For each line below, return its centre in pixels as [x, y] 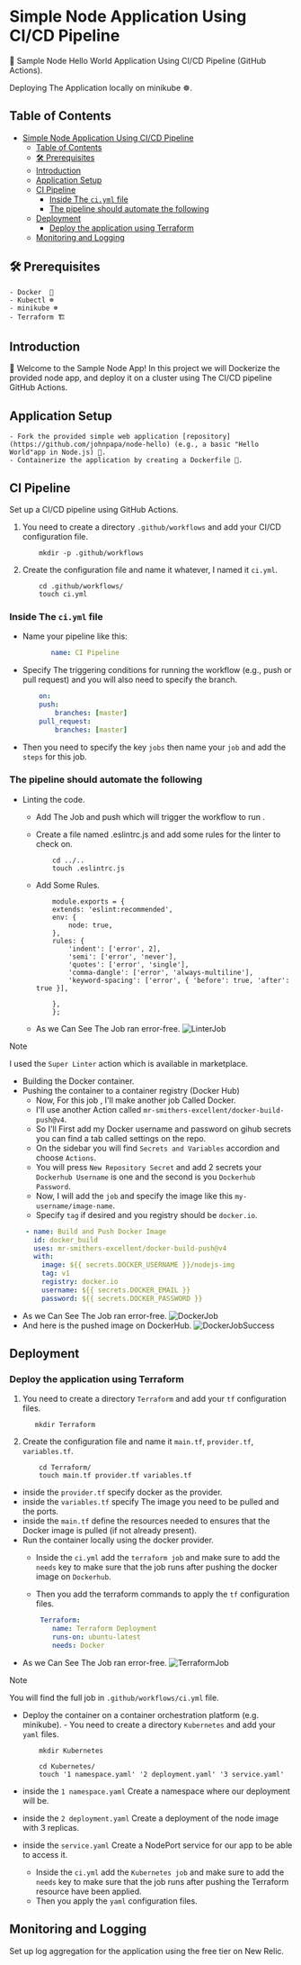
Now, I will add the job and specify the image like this [134, 1196]
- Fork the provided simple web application [94, 437]
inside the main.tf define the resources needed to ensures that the [146, 1521]
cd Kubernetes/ [67, 1766]
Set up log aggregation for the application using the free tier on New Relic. [147, 1951]
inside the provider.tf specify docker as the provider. [122, 1492]
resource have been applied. [89, 1891]
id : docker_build [66, 1240]
